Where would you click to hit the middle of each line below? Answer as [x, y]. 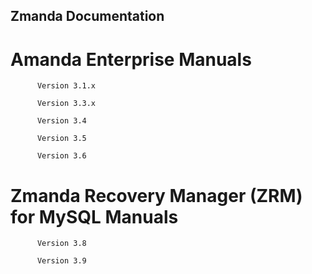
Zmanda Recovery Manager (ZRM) [156, 195]
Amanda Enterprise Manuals [131, 59]
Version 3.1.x [66, 86]
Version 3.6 [61, 156]
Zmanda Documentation [87, 16]
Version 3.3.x [66, 104]
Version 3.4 [61, 121]
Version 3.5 [61, 139]
